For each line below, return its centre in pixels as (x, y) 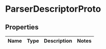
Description (58, 41)
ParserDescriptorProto (53, 9)
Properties (22, 27)
